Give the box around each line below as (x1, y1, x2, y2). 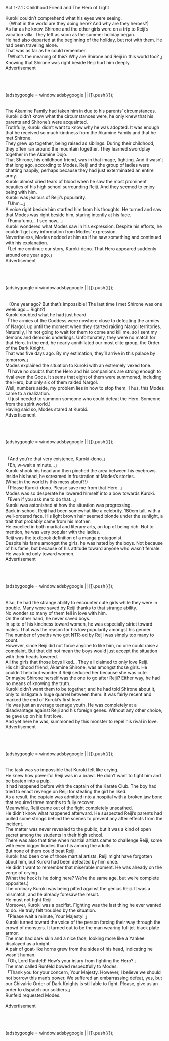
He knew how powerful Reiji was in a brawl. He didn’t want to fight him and (5, 772, 161, 778)
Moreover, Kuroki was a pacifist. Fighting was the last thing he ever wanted (5, 902, 162, 908)
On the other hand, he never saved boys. (5, 616, 91, 621)
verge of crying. (5, 870, 39, 875)
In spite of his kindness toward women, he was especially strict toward (5, 621, 153, 627)
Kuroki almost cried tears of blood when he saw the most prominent (5, 179, 147, 184)
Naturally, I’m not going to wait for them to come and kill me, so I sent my (5, 329, 157, 335)
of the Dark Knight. (5, 345, 45, 351)
